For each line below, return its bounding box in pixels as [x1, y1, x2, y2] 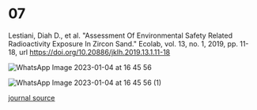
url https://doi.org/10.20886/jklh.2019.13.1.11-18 [19, 47, 171, 57]
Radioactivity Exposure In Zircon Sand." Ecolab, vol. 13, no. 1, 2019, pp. [8, 38, 239, 48]
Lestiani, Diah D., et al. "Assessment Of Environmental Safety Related [8, 31, 233, 40]
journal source [8, 93, 55, 102]
